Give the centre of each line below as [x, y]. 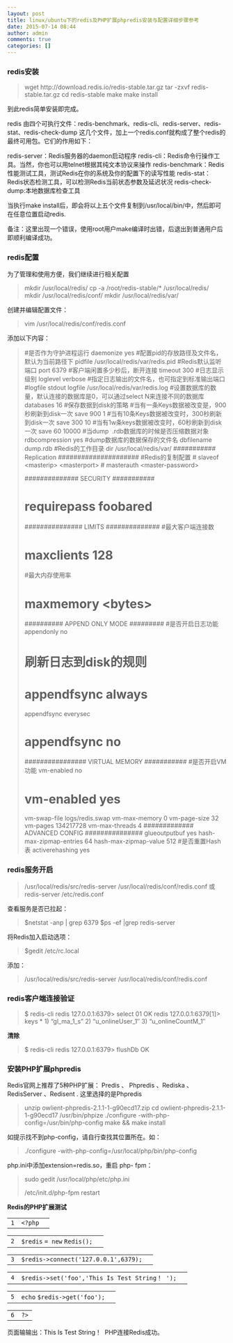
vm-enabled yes [72, 799]
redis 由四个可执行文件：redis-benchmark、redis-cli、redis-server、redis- [114, 124]
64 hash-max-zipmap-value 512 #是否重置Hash [153, 841]
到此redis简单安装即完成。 [45, 109]
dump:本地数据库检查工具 [44, 191]
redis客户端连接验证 [41, 998]
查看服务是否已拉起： [38, 908]
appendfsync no [73, 741]
